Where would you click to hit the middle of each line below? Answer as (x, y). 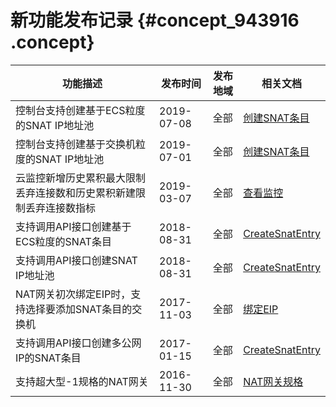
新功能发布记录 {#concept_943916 (155, 20)
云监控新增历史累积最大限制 (81, 178)
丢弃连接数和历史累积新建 (76, 193)
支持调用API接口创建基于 (73, 226)
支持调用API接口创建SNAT (76, 260)
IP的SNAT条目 (48, 358)
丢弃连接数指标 (61, 208)
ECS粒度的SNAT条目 (63, 241)
